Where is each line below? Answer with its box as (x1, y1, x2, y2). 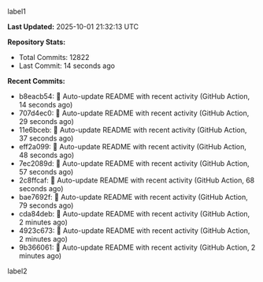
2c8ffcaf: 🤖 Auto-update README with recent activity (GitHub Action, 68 (18, 175, 255, 185)
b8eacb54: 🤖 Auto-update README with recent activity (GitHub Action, (18, 92, 250, 101)
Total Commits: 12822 (18, 53, 90, 62)
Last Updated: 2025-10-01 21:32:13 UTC (7, 22, 139, 31)
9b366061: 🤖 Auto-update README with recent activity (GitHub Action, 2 (18, 243, 256, 252)
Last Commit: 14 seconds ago (18, 61, 116, 70)
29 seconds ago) (18, 117, 74, 126)
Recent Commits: (7, 77, 65, 85)
